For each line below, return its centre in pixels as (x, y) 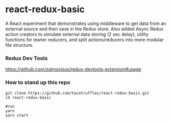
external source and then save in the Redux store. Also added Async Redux (84, 28)
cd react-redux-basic (28, 98)
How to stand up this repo (38, 82)
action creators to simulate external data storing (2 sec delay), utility (77, 34)
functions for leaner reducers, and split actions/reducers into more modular (85, 40)
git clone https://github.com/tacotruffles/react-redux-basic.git (77, 93)
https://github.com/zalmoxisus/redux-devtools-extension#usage (73, 69)
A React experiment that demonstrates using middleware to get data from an (86, 23)
